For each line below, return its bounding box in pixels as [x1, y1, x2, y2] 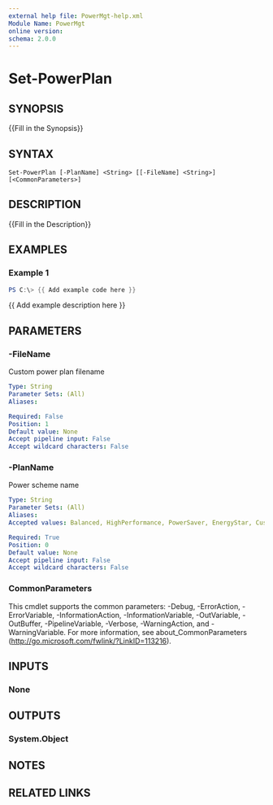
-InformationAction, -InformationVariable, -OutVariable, [56, 610, 241, 620]
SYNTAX [8, 147, 54, 161]
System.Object [8, 733, 69, 745]
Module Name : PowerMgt [8, 20, 85, 28]
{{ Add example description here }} [8, 300, 126, 310]
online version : [8, 27, 63, 35]
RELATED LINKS [8, 786, 91, 799]
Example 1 [8, 268, 50, 279]
